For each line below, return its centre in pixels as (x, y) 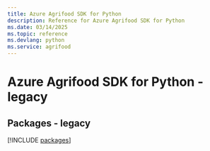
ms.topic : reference (38, 34)
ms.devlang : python (36, 40)
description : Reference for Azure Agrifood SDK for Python (96, 21)
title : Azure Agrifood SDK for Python (64, 14)
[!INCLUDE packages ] (39, 140)
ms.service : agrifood (39, 47)
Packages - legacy (49, 123)
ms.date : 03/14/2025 (38, 27)
